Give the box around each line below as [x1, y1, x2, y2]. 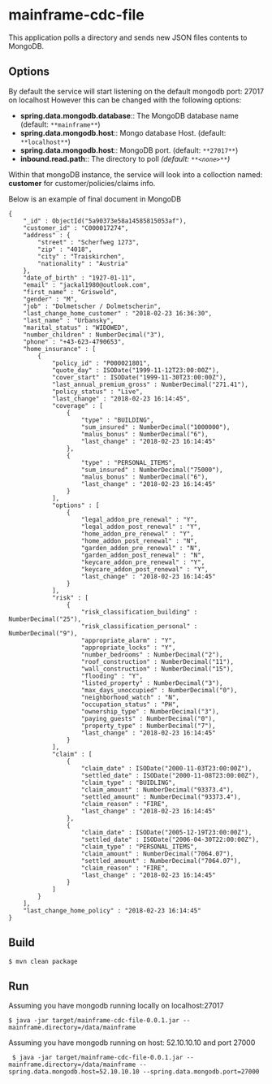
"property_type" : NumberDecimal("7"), [80, 722, 217, 730]
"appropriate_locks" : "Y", [80, 644, 176, 652]
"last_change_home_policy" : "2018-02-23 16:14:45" [23, 906, 201, 915]
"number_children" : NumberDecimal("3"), [23, 331, 165, 339]
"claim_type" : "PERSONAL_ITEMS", [80, 843, 198, 851]
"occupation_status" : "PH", [80, 700, 180, 709]
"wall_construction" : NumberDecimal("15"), [80, 665, 234, 673]
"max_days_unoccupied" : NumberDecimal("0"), [80, 686, 238, 694]
